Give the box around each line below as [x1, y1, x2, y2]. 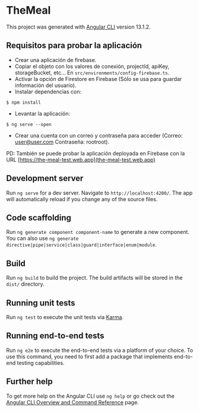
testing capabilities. [17, 359, 65, 366]
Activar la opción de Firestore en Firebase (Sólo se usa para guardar [14, 75, 182, 82]
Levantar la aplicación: [14, 110, 70, 117]
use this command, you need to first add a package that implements [6, 352, 173, 360]
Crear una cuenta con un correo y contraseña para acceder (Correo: [14, 132, 183, 139]
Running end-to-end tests [6, 331, 105, 341]
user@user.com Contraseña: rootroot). [14, 138, 110, 145]
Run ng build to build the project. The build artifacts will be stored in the [6, 274, 183, 282]
